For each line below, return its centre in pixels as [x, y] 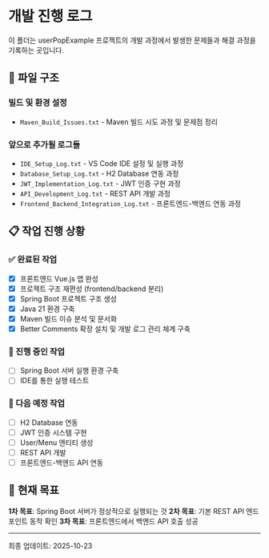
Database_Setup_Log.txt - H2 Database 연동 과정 [99, 173]
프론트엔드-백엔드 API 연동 [62, 463]
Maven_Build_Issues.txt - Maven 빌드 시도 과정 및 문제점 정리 [119, 122]
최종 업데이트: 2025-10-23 [50, 545]
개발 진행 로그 [50, 16]
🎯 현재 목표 [34, 490]
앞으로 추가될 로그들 [44, 144]
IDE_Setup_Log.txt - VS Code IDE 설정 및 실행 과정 [102, 163]
